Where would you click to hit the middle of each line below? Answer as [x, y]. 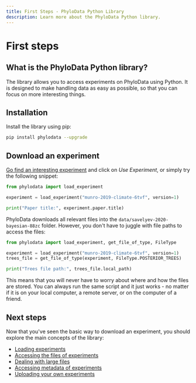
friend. [14, 299]
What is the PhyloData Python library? [77, 68]
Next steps [26, 317]
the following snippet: [32, 176]
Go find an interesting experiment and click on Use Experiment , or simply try [98, 170]
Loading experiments [40, 349]
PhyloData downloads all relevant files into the [62, 219]
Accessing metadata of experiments [58, 368]
